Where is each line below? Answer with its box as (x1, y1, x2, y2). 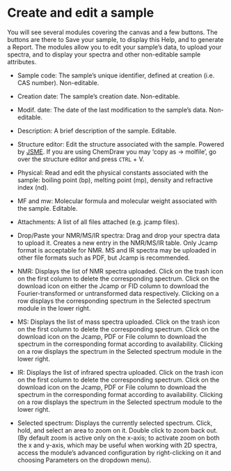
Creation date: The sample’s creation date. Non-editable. (17, 92, 180, 100)
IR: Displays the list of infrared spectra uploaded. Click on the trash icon (17, 368, 224, 376)
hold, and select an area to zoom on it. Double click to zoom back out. (17, 426, 218, 434)
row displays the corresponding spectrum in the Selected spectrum (17, 297, 211, 305)
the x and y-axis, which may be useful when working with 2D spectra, (17, 441, 218, 449)
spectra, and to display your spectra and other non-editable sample (7, 50, 201, 59)
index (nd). (17, 183, 49, 191)
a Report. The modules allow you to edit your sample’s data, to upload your (7, 43, 222, 51)
